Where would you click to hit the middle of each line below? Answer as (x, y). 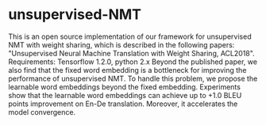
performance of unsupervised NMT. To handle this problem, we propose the (133, 78)
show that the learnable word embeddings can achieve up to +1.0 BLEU (125, 95)
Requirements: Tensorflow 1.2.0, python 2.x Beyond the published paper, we (133, 62)
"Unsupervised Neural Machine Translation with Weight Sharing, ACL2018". (132, 53)
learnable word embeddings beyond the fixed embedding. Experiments (124, 87)
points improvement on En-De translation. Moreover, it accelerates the (123, 104)
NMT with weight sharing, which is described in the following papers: (121, 44)
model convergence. (42, 112)
